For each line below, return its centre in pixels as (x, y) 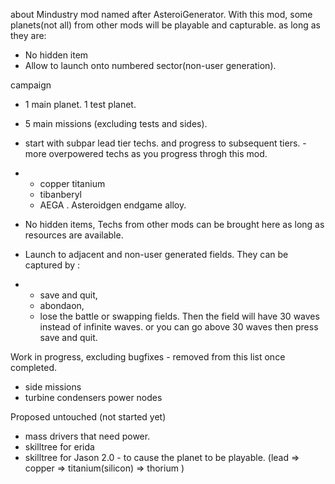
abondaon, (62, 305)
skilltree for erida (59, 447)
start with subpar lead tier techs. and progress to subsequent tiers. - (165, 143)
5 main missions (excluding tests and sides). (116, 123)
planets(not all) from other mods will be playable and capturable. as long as (165, 25)
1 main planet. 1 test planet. (80, 104)
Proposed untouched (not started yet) (88, 417)
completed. (33, 367)
